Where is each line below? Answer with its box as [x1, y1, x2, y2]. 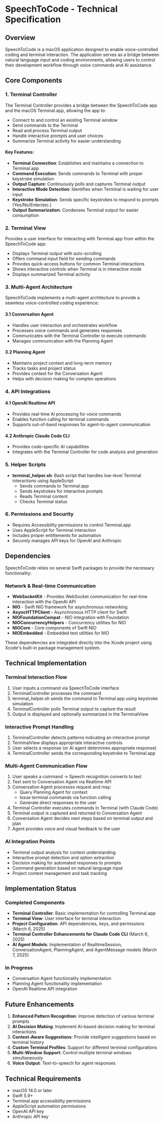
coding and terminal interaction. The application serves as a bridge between [5, 52, 160, 58]
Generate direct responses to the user [19, 800, 97, 806]
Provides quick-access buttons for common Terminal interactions [12, 261, 145, 267]
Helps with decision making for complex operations [12, 375, 116, 381]
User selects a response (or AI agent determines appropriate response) [12, 745, 157, 750]
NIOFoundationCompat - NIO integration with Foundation [12, 614, 129, 620]
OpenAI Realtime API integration [12, 986, 78, 992]
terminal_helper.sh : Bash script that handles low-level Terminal [12, 472, 141, 478]
